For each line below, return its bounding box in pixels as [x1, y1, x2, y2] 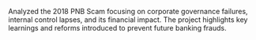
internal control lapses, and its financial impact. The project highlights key [8, 15, 248, 24]
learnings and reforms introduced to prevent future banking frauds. [8, 24, 227, 32]
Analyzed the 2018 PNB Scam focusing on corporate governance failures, [8, 7, 248, 16]
